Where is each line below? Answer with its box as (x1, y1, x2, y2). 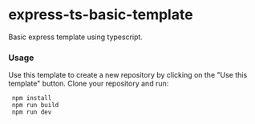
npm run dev (11, 108, 52, 117)
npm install (11, 94, 52, 102)
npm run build (11, 102, 59, 110)
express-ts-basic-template (8, 6, 194, 24)
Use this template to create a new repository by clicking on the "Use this (8, 70, 248, 80)
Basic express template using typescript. (8, 32, 143, 42)
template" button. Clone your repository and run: (8, 78, 169, 89)
